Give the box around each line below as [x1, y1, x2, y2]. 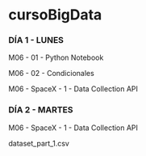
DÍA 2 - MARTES [8, 104, 73, 116]
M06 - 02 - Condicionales [8, 69, 94, 78]
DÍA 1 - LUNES [8, 35, 65, 46]
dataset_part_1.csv [8, 138, 70, 148]
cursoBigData [8, 6, 102, 24]
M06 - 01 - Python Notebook [8, 53, 104, 62]
